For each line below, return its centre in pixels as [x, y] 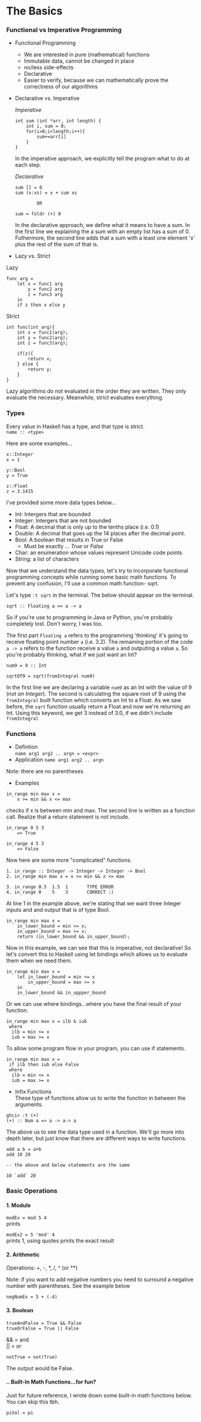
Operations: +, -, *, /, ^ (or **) [42, 1268]
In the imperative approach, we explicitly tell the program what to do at [102, 158]
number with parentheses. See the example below [68, 1286]
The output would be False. [40, 1368]
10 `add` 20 [21, 1176]
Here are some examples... [40, 443]
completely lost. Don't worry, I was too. [55, 623]
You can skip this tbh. [33, 1402]
